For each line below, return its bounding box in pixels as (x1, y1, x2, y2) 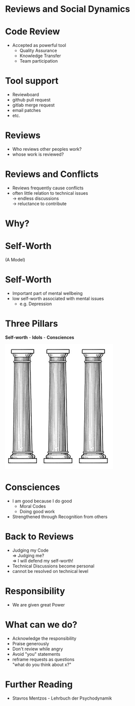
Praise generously (12, 640, 49, 646)
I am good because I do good (12, 498, 72, 504)
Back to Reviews (5, 531, 74, 542)
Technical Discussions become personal (12, 563, 95, 569)
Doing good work (19, 508, 55, 514)
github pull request (12, 97, 51, 103)
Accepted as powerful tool (12, 42, 67, 48)
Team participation (19, 58, 58, 64)
